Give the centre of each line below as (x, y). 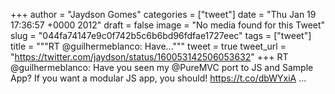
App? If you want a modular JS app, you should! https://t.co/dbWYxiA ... (158, 78)
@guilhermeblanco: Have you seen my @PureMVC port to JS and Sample (162, 67)
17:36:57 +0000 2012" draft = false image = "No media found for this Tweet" (168, 25)
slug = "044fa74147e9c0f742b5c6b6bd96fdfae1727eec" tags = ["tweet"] (161, 35)
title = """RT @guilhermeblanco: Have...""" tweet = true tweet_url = (148, 46)
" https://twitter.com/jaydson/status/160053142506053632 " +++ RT (149, 57)
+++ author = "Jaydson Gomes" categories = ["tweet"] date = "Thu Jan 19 (163, 14)
